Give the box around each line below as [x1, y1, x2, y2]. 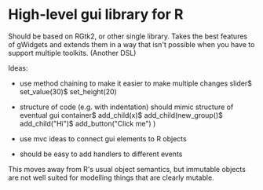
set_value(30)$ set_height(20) [19, 86, 118, 96]
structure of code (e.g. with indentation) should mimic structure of [19, 102, 234, 111]
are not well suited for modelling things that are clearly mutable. [8, 173, 214, 182]
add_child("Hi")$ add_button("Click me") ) [19, 119, 156, 128]
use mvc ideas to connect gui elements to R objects [19, 133, 187, 143]
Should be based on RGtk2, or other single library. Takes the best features [8, 31, 248, 41]
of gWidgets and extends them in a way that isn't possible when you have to [8, 39, 255, 49]
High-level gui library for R [8, 5, 184, 24]
